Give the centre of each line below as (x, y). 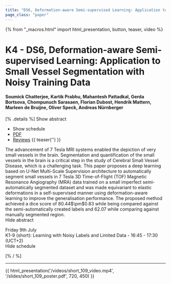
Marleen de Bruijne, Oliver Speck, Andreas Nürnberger (64, 108)
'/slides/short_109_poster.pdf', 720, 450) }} (50, 276)
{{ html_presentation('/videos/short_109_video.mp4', (60, 270)
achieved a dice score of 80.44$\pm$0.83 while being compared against (82, 203)
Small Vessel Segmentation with (75, 71)
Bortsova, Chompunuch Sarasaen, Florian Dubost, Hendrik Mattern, (78, 102)
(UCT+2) (15, 241)
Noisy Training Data (48, 82)
